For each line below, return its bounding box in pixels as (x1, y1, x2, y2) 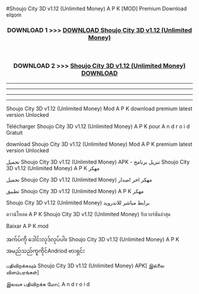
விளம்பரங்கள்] (6, 269, 40, 276)
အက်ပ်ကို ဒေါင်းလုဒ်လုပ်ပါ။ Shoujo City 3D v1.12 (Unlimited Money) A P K (6, 235, 179, 242)
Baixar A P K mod (6, 222, 49, 229)
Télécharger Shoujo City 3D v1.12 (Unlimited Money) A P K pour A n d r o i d (6, 123, 190, 130)
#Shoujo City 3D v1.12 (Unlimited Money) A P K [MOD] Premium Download (6, 5, 187, 12)
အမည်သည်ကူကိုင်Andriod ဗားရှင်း (6, 247, 85, 254)
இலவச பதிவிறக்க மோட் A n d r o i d (6, 280, 90, 287)
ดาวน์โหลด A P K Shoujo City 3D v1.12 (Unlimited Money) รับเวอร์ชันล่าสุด (6, 210, 171, 218)
